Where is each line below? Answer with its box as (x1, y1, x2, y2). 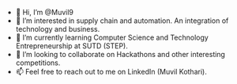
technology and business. (15, 25, 100, 33)
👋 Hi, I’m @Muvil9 (15, 8, 73, 17)
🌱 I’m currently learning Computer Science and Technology (15, 32, 209, 42)
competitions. (15, 58, 61, 67)
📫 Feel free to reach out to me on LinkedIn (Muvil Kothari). (15, 67, 207, 76)
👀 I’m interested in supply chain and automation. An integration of (15, 16, 229, 25)
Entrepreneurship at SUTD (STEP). (15, 41, 128, 51)
